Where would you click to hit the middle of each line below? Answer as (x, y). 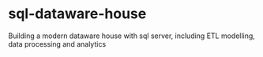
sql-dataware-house (77, 14)
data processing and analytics (57, 44)
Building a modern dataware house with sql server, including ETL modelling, (131, 36)
